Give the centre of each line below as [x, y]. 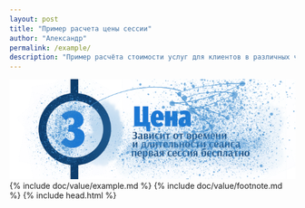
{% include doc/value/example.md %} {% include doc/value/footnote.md [146, 186]
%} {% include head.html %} [63, 195]
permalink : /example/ [50, 48]
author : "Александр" [49, 38]
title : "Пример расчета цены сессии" [81, 28]
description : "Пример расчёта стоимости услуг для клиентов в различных [150, 57]
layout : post [34, 19]
